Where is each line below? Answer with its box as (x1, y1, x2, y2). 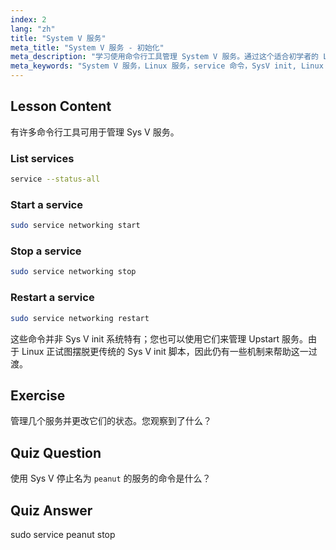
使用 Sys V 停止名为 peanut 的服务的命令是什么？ (10, 472, 212, 485)
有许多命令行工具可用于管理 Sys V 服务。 (10, 126, 180, 138)
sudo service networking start (10, 221, 141, 231)
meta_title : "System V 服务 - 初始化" (10, 42, 165, 53)
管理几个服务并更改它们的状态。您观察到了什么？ (10, 415, 212, 427)
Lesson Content (10, 98, 112, 115)
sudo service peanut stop (10, 528, 116, 540)
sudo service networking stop (10, 267, 137, 277)
